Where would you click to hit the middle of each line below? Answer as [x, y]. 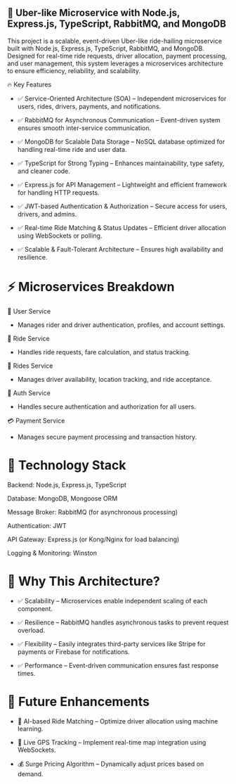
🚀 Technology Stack [67, 465]
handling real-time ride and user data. [72, 149]
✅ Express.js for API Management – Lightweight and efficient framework [122, 184]
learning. [30, 728]
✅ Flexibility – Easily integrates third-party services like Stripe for [111, 643]
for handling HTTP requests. [58, 192]
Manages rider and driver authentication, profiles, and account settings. [122, 325]
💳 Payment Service [36, 420]
